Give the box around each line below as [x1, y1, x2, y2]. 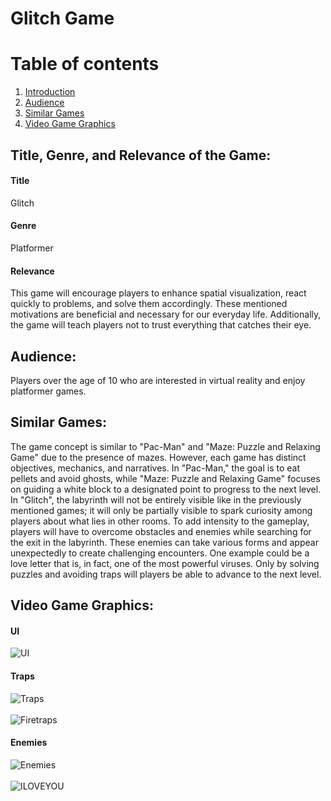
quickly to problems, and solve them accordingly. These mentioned [10, 298, 288, 310]
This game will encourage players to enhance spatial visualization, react [10, 287, 307, 299]
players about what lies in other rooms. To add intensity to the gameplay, [10, 515, 310, 527]
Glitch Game [10, 7, 115, 30]
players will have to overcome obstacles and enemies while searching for [10, 525, 312, 537]
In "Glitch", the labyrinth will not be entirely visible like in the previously [10, 493, 302, 506]
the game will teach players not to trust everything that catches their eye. [10, 319, 312, 331]
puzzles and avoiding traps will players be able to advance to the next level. [10, 568, 322, 580]
